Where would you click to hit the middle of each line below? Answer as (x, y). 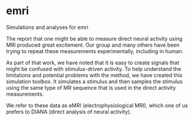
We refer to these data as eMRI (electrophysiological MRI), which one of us (97, 105)
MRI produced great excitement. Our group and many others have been (93, 45)
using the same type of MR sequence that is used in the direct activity (91, 87)
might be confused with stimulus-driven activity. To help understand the (94, 68)
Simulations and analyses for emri (47, 27)
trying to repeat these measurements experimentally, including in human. (95, 51)
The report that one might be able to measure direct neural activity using (94, 38)
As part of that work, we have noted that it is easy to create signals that (93, 63)
